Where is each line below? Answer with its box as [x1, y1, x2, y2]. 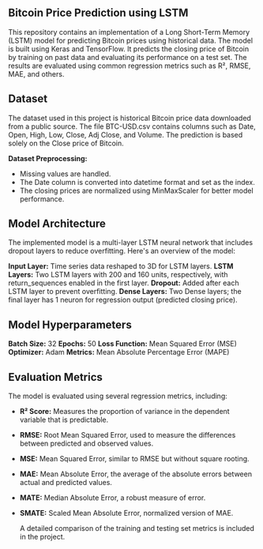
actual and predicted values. [19, 478, 113, 487]
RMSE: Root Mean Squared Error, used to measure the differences [19, 431, 236, 440]
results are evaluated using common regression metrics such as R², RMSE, [8, 61, 251, 70]
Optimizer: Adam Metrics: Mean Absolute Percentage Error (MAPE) [8, 348, 230, 357]
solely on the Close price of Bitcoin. [8, 138, 124, 148]
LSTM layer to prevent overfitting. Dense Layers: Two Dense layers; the [8, 287, 242, 296]
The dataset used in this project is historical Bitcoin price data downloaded [8, 113, 251, 122]
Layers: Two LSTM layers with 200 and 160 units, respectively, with [8, 270, 228, 280]
